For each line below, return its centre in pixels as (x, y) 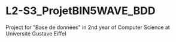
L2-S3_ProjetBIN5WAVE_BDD (81, 11)
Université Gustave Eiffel (36, 33)
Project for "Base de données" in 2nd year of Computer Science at (88, 27)
